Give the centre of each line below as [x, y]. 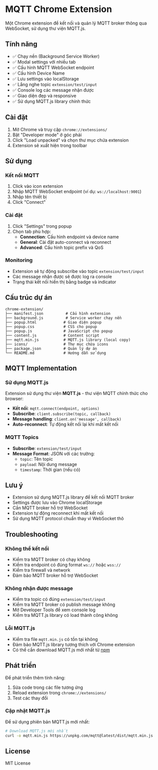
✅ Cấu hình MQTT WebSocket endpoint [53, 67]
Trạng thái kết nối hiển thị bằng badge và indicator [64, 282]
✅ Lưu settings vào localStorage [45, 79]
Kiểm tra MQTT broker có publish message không [64, 605]
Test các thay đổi [30, 698]
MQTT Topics [22, 438]
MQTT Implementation [41, 368]
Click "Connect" [29, 202]
